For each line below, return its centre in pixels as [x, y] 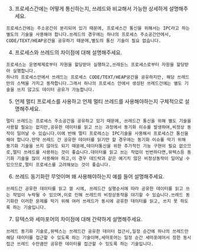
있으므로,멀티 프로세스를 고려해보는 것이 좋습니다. [58, 165]
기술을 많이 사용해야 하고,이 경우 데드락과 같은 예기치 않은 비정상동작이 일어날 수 [103, 158]
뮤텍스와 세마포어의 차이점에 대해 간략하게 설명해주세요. [78, 219]
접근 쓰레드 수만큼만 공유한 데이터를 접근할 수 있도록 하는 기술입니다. [80, 244]
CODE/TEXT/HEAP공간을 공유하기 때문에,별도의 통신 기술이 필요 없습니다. [84, 41]
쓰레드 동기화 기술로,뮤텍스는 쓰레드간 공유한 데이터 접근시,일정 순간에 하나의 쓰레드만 [97, 231]
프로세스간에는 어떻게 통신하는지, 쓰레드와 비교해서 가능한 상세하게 [91, 9]
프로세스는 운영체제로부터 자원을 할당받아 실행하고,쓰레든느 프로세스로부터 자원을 [90, 65]
